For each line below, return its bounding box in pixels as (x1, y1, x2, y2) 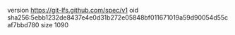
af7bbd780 (7, 21, 40, 29)
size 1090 (40, 21, 69, 29)
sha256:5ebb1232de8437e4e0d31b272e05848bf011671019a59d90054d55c (7, 13, 229, 22)
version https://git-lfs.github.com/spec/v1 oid (7, 6, 139, 14)
